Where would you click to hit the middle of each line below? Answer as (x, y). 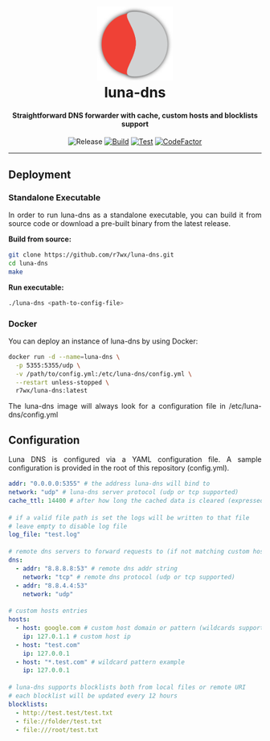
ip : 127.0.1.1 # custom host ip (77, 636)
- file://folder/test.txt (59, 721)
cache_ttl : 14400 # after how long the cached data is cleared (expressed (136, 500)
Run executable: (36, 287)
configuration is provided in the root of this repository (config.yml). (119, 468)
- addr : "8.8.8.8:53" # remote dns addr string (97, 568)
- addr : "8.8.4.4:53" (52, 586)
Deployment (40, 174)
